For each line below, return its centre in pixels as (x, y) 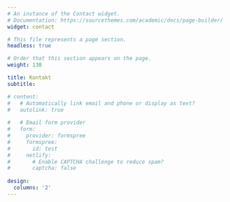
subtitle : (22, 84)
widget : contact (31, 27)
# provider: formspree (46, 136)
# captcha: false (42, 168)
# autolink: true (36, 110)
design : (19, 181)
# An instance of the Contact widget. (64, 14)
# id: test (33, 149)
